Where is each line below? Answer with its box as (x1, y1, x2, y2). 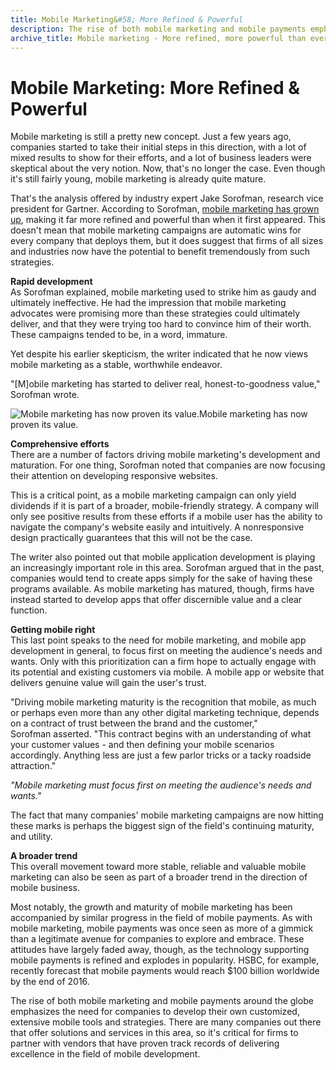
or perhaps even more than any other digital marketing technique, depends (10, 707, 320, 719)
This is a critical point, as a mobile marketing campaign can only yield (10, 489, 297, 501)
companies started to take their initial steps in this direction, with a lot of (10, 141, 307, 153)
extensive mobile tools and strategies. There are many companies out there (10, 1016, 322, 1028)
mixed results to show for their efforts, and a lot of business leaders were (10, 152, 312, 164)
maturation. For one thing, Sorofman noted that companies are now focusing (10, 459, 326, 471)
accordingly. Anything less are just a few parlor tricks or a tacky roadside (10, 749, 312, 761)
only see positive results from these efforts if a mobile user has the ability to (10, 511, 323, 523)
